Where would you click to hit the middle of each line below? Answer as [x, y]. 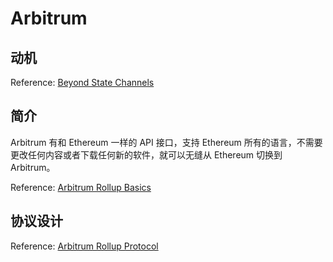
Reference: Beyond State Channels [82, 82]
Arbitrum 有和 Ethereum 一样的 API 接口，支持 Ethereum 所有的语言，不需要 [166, 142]
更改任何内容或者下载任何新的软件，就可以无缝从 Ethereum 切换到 [146, 154]
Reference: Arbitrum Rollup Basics [81, 187]
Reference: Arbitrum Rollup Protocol [84, 246]
